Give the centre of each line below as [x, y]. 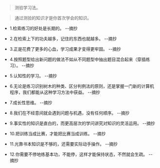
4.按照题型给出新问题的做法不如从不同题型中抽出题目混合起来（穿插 [78, 59]
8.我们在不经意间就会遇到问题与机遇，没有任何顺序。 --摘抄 [70, 113]
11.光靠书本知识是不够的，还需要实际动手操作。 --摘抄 [64, 144]
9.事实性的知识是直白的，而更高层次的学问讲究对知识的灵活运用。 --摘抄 [82, 123]
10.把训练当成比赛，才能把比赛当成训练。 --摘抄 [58, 134]
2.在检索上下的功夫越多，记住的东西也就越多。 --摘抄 [63, 39]
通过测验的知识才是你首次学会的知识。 [53, 18]
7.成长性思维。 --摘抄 [31, 103]
